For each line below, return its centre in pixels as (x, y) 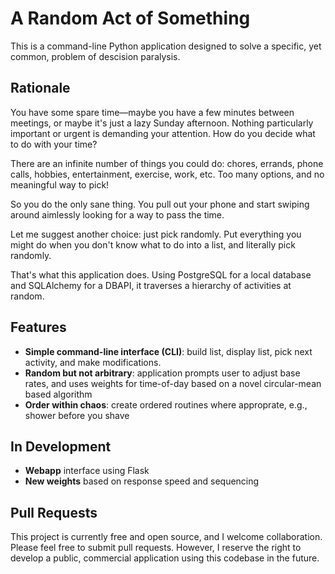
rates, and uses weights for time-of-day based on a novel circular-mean (173, 383)
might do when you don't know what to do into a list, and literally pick (153, 244)
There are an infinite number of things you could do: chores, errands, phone (167, 163)
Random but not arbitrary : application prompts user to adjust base (162, 373)
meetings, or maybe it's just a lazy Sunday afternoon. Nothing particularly (162, 123)
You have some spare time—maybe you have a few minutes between (152, 112)
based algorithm (58, 394)
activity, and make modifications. (93, 362)
